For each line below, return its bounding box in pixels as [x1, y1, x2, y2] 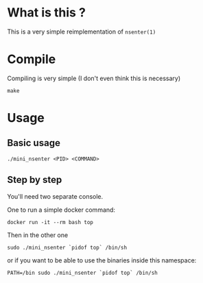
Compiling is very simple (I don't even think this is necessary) [7, 74, 181, 82]
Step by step [7, 174, 62, 186]
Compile [7, 51, 56, 67]
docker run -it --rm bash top [7, 219, 94, 225]
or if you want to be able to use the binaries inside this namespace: [7, 256, 197, 264]
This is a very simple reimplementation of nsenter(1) [7, 27, 156, 36]
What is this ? [7, 5, 86, 21]
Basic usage [7, 137, 60, 149]
